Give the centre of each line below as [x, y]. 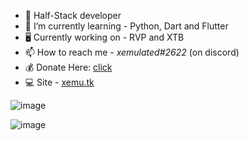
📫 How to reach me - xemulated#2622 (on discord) [132, 52]
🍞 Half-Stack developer [73, 15]
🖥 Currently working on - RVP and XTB [104, 37]
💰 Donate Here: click [68, 67]
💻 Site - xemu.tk [59, 82]
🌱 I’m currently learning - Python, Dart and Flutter [126, 26]
